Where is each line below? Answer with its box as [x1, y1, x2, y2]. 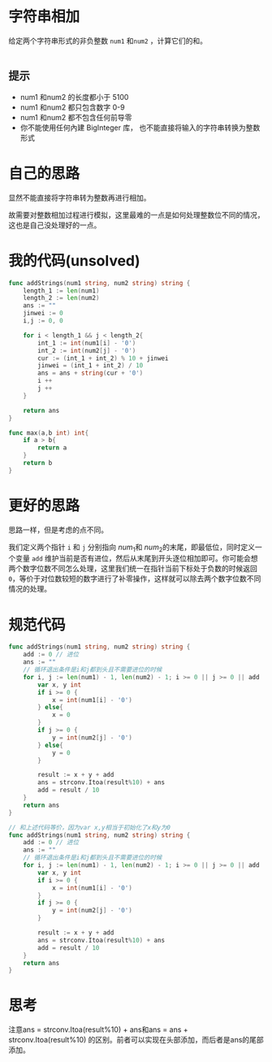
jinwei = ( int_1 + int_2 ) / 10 [37, 362, 144, 370]
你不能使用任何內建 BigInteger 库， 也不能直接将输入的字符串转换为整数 [19, 123, 261, 132]
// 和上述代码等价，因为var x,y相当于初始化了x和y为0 [8, 823, 171, 831]
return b [23, 459, 53, 467]
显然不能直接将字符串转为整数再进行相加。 [8, 193, 151, 202]
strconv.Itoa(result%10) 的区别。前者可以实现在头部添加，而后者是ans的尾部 [8, 1035, 264, 1045]
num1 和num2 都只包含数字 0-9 [19, 102, 125, 112]
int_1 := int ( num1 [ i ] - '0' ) [37, 339, 136, 347]
